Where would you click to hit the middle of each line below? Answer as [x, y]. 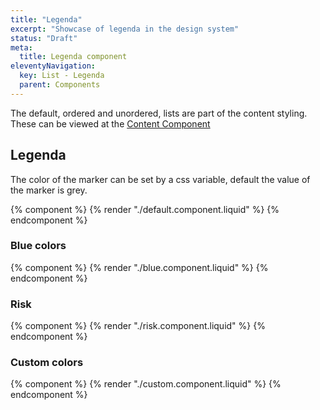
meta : [21, 47]
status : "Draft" [44, 38]
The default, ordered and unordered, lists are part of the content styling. [159, 113]
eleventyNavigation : [53, 66]
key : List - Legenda [62, 76]
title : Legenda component [73, 57]
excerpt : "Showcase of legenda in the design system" [125, 29]
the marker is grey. [49, 190]
